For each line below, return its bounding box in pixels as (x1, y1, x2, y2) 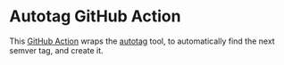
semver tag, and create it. (9, 45, 104, 55)
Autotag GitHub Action (9, 6, 181, 27)
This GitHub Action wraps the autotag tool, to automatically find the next (9, 36, 275, 46)
